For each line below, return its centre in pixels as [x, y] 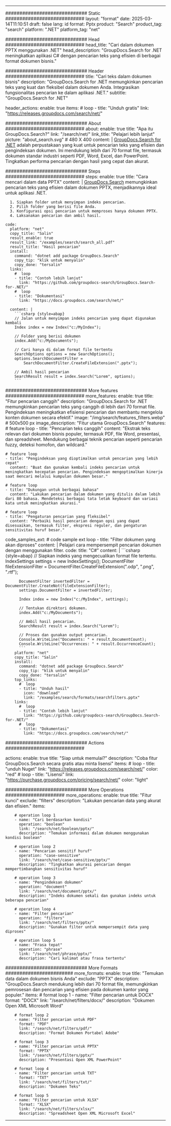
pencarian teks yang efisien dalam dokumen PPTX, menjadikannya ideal [81, 187]
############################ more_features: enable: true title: [79, 396]
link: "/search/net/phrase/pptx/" [55, 954]
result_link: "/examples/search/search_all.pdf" [62, 243]
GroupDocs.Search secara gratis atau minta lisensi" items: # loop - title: [80, 763]
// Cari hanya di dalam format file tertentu [64, 350]
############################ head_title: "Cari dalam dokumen [80, 45]
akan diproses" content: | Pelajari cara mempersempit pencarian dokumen [83, 545]
